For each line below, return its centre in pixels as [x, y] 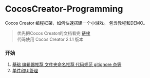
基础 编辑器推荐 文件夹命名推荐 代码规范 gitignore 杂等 [67, 64]
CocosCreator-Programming [64, 9]
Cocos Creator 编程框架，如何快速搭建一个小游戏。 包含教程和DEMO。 [76, 23]
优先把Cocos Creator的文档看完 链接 [54, 33]
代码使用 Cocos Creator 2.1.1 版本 [50, 39]
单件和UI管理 [25, 71]
